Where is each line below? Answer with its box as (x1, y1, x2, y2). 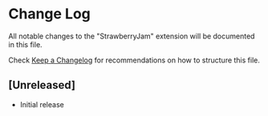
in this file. (8, 39, 43, 49)
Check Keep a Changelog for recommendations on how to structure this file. (8, 55, 261, 65)
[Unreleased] (8, 78, 76, 92)
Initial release (19, 99, 64, 109)
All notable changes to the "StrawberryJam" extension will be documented (8, 31, 255, 41)
